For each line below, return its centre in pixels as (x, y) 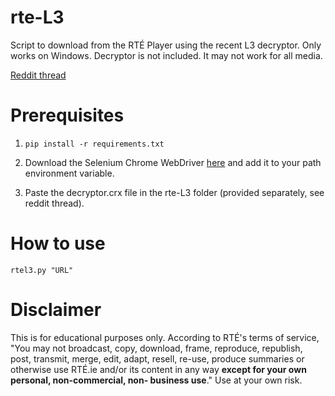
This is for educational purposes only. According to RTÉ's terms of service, (165, 337)
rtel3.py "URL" (42, 270)
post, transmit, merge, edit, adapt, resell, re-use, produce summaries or (157, 358)
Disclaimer (56, 310)
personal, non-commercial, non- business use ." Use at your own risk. (156, 380)
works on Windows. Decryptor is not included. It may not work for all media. (166, 55)
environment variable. (69, 173)
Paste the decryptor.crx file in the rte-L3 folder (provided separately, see (174, 192)
